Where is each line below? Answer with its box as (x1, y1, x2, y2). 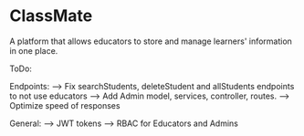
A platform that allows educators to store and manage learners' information (9, 36, 292, 47)
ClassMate (9, 5, 93, 26)
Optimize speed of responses (9, 99, 121, 110)
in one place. (9, 45, 58, 56)
